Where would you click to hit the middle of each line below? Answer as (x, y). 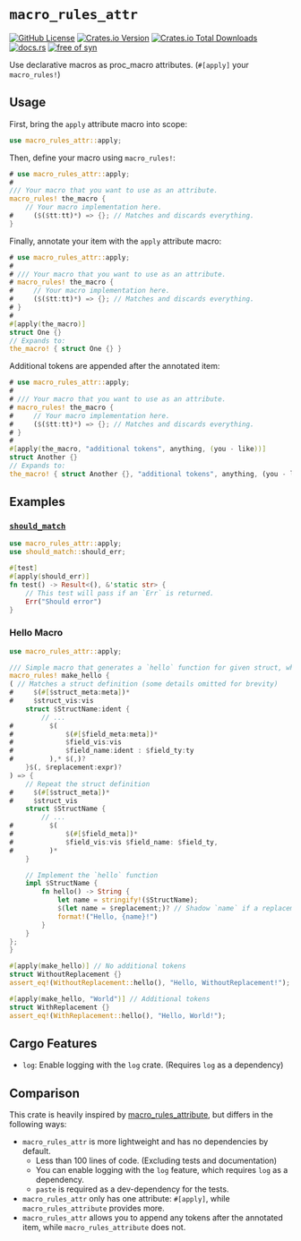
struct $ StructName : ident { (77, 709)
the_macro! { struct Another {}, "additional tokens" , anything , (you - (148, 474)
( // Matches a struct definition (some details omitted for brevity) (144, 684)
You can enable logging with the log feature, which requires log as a (162, 1170)
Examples (37, 502)
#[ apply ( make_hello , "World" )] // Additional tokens (110, 999)
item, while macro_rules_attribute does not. (104, 1228)
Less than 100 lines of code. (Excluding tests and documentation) (156, 1160)
